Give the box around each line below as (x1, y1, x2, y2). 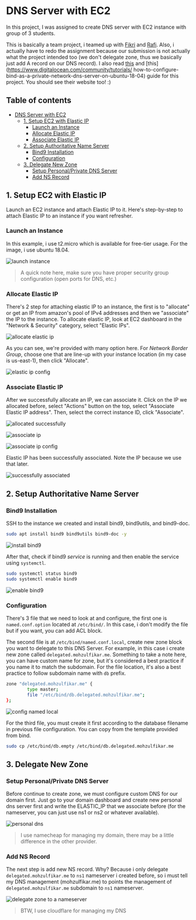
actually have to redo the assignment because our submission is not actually (6, 47, 191, 54)
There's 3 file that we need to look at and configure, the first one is (6, 615, 167, 622)
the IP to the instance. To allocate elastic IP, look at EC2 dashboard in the (6, 315, 183, 323)
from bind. (6, 732, 31, 739)
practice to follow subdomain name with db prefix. (6, 670, 126, 677)
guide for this (146, 72, 179, 79)
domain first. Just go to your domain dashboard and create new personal (6, 796, 183, 804)
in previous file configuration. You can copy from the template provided (6, 725, 178, 732)
